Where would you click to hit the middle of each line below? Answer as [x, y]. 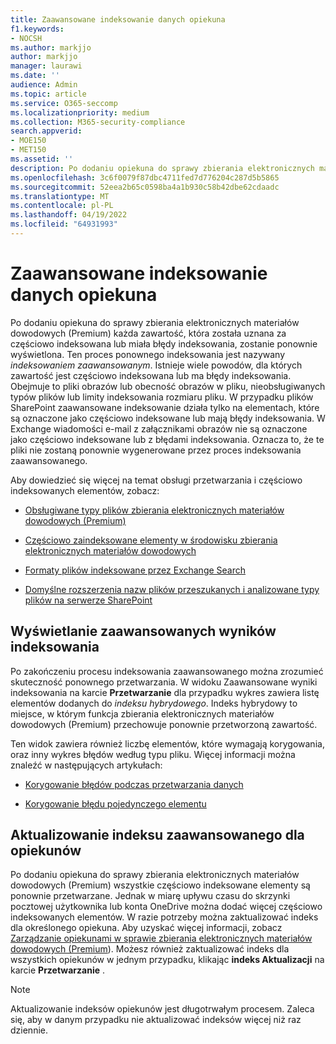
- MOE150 [28, 141]
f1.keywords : [37, 29]
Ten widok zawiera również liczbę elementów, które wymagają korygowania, [167, 743]
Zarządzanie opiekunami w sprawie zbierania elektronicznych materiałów [161, 938]
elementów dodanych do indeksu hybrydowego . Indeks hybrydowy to [154, 703]
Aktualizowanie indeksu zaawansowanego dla [157, 835]
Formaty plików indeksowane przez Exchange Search [135, 570]
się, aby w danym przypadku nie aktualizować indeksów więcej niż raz [156, 1020]
